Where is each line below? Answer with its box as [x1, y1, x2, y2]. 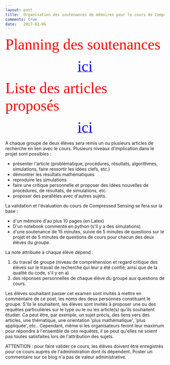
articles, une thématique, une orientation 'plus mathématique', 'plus [5, 317, 146, 323]
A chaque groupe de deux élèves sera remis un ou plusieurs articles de [5, 140, 154, 146]
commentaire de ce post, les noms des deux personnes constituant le [5, 296, 151, 302]
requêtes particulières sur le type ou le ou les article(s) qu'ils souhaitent [5, 307, 155, 313]
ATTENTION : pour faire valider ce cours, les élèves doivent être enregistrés [5, 343, 163, 349]
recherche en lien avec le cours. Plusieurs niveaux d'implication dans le [5, 145, 154, 152]
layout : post [5, 7, 33, 13]
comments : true [5, 17, 37, 22]
